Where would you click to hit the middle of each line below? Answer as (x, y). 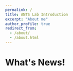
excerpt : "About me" (27, 19)
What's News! (35, 62)
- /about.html (24, 38)
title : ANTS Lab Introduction (37, 14)
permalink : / (19, 10)
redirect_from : (21, 28)
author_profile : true (28, 24)
